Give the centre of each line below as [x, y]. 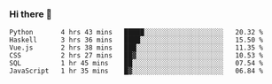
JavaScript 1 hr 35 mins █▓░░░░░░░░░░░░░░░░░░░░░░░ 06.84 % [136, 71]
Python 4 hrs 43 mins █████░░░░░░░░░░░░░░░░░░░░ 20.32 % [136, 33]
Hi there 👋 [31, 14]
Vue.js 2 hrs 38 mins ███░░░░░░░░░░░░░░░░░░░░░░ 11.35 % [136, 48]
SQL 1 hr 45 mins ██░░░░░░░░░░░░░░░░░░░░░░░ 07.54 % [136, 64]
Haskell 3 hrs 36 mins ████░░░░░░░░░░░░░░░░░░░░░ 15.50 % [136, 40]
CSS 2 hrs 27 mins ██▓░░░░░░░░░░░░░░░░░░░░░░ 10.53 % [136, 56]
